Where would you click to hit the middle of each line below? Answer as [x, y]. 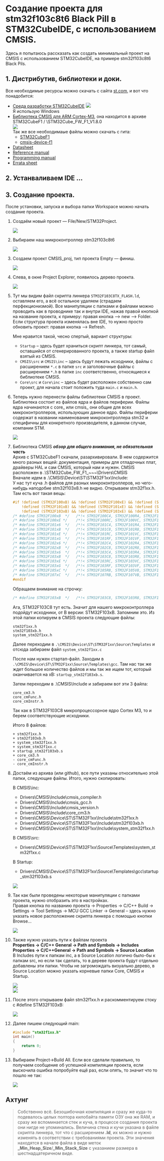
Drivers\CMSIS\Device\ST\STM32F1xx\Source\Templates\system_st [88, 847]
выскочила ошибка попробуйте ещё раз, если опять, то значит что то [85, 1070]
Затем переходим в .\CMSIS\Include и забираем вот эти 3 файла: [80, 684]
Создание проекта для [54, 9]
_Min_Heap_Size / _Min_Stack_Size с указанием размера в [77, 1148]
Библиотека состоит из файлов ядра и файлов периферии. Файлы [81, 402]
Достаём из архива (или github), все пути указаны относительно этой [85, 773]
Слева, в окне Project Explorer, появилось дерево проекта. [74, 277]
